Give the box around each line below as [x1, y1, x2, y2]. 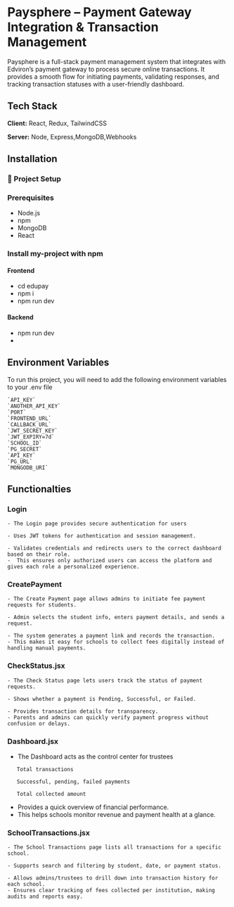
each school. [7, 881, 46, 888]
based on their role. [7, 551, 71, 558]
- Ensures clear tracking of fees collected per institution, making [7, 887, 216, 894]
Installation [7, 153, 58, 165]
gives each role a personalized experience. [7, 564, 140, 571]
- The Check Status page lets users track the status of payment [7, 677, 202, 684]
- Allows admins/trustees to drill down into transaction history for [7, 875, 219, 882]
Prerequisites [7, 193, 54, 203]
